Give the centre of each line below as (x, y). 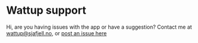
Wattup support (46, 10)
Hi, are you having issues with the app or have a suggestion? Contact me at (99, 27)
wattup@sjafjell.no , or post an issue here (57, 33)
